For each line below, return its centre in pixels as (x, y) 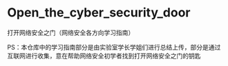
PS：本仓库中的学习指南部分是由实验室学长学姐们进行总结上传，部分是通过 (114, 47)
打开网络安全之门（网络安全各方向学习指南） (71, 32)
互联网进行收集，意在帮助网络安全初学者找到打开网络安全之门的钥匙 (104, 56)
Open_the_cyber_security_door (99, 13)
